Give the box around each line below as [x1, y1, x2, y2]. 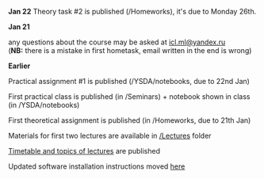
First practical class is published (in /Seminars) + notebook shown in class [8, 92, 251, 101]
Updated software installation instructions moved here [8, 162, 186, 171]
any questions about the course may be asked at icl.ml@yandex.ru [8, 37, 226, 47]
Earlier [8, 61, 31, 70]
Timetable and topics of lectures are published [8, 147, 161, 155]
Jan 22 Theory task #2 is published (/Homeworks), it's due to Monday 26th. [8, 7, 257, 16]
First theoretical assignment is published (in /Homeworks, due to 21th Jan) [8, 116, 251, 125]
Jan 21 [8, 22, 30, 31]
